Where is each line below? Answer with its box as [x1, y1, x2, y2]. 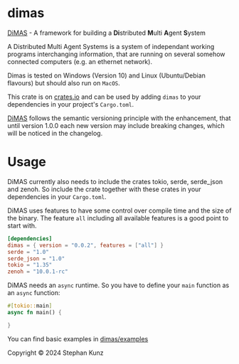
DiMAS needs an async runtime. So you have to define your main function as [7, 281, 230, 289]
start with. [7, 221, 37, 230]
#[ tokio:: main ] [7, 302, 53, 310]
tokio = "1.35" [7, 262, 53, 269]
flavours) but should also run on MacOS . [7, 78, 120, 87]
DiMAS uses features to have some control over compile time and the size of [7, 206, 232, 215]
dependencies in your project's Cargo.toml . [7, 100, 134, 108]
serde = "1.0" [7, 248, 50, 255]
